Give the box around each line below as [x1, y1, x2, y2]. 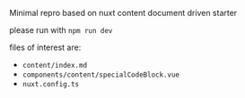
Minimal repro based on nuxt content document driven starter [9, 8, 238, 18]
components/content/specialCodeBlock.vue [22, 70, 179, 79]
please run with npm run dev [9, 25, 113, 35]
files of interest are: [9, 42, 82, 53]
